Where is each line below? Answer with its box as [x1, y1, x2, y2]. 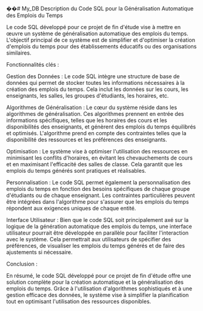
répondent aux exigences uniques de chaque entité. [6, 205, 136, 212]
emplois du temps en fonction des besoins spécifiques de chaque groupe [6, 186, 190, 192]
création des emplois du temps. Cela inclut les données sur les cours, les [6, 85, 189, 93]
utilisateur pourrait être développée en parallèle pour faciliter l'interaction [6, 229, 189, 236]
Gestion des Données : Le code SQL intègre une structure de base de [6, 73, 180, 80]
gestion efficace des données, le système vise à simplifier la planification [6, 292, 189, 298]
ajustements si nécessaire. [6, 249, 73, 256]
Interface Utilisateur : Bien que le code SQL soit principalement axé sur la [6, 216, 189, 223]
